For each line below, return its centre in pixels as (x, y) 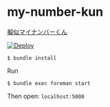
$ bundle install (32, 58)
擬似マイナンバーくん (37, 32)
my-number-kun (55, 12)
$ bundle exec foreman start (49, 83)
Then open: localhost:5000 (46, 96)
